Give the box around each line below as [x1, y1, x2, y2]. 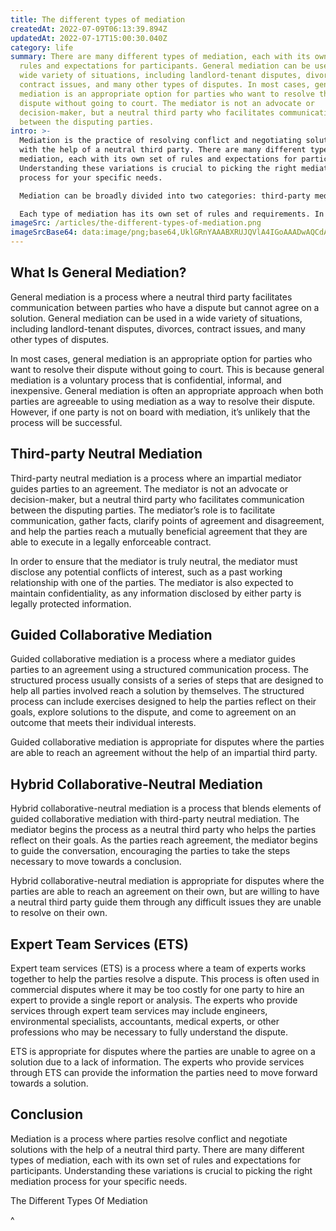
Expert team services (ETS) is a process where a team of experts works [10, 962, 307, 975]
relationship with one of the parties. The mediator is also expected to [10, 576, 294, 588]
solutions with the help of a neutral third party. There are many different [10, 1143, 305, 1155]
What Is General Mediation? [10, 264, 187, 281]
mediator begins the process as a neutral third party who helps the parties [10, 824, 317, 836]
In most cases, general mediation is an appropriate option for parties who [10, 352, 313, 365]
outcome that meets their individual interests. [10, 717, 197, 729]
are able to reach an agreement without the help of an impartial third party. [10, 747, 318, 759]
